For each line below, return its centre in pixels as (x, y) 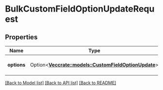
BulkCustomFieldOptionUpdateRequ (80, 9)
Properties (21, 37)
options (16, 65)
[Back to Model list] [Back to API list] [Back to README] (61, 83)
